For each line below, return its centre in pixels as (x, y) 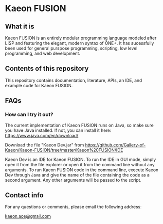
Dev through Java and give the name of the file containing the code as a (77, 175)
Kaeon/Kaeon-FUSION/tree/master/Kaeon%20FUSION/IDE (64, 150)
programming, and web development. (43, 53)
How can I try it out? (29, 114)
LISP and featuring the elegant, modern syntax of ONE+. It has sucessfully (80, 43)
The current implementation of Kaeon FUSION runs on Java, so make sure (80, 125)
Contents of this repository (47, 69)
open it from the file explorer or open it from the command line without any (80, 164)
